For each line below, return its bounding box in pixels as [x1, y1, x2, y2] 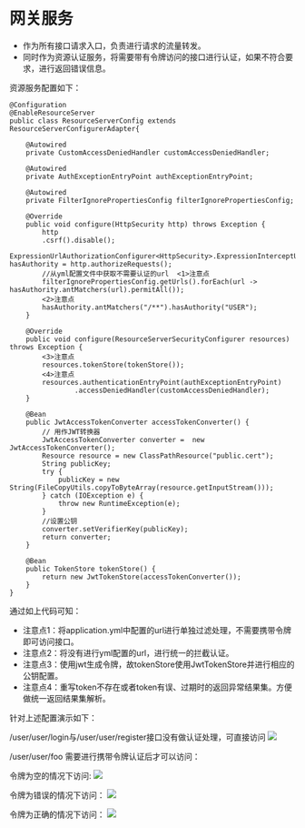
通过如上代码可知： [9, 605, 82, 616]
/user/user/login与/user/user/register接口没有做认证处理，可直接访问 [9, 732, 266, 742]
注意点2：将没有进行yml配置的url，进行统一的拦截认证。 [22, 647, 234, 658]
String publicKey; [42, 459, 112, 469]
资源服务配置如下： [9, 82, 82, 93]
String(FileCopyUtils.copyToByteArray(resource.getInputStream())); [9, 483, 274, 492]
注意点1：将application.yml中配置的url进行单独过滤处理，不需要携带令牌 [22, 624, 292, 635]
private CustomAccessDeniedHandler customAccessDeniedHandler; [25, 147, 271, 157]
